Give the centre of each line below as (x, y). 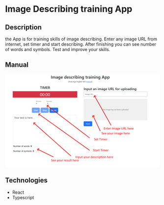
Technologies (27, 180)
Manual (17, 65)
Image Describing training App (69, 9)
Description (23, 27)
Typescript (23, 197)
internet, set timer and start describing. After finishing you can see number (81, 44)
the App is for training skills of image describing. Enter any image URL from (81, 39)
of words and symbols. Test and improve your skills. (58, 49)
